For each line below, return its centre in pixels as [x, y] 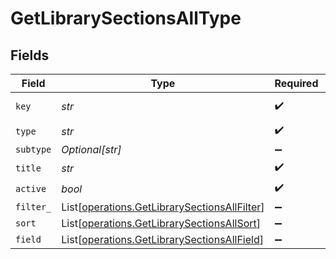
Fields [30, 55]
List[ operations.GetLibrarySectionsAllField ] [162, 239]
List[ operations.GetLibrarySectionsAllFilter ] [163, 207]
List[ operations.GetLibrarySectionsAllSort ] [161, 223]
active [31, 188]
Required [296, 83]
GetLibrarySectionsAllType [126, 18]
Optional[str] [91, 149]
